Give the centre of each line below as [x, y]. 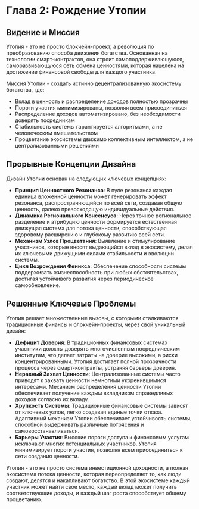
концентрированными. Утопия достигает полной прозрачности [96, 361]
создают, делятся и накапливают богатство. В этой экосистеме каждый [98, 480]
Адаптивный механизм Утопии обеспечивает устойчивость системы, [103, 418]
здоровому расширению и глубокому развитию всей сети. [90, 234]
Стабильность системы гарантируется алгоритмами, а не [88, 127]
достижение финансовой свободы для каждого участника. [81, 72]
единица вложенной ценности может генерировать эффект [91, 196]
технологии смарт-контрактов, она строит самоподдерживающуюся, [95, 59]
